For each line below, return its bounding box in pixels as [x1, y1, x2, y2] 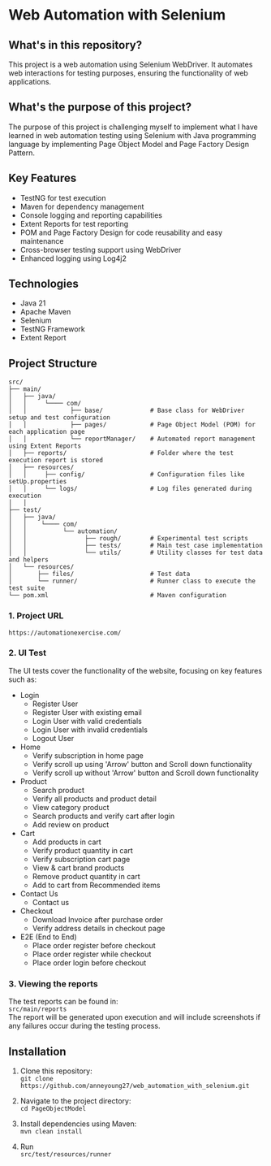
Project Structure [8, 356, 97, 371]
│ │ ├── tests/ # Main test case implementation [8, 542, 264, 550]
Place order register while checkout [32, 949, 152, 959]
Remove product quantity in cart [32, 871, 140, 881]
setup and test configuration [8, 414, 111, 422]
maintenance [19, 236, 64, 245]
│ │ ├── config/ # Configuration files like [8, 470, 245, 479]
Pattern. [8, 148, 35, 158]
